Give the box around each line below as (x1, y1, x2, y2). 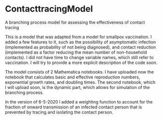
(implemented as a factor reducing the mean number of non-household (5, 49, 147, 55)
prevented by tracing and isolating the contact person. (5, 109, 114, 115)
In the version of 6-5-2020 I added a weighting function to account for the (5, 99, 153, 105)
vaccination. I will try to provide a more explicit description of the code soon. (5, 60, 158, 65)
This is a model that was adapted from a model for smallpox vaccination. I (5, 34, 152, 40)
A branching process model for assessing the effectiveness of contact (5, 19, 145, 25)
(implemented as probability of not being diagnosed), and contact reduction (5, 44, 156, 50)
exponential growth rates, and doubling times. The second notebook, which (5, 79, 156, 85)
